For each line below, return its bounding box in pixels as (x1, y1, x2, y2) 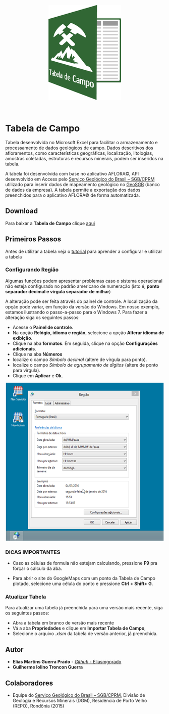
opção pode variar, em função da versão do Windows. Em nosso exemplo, (5, 303, 160, 309)
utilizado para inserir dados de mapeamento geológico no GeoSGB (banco (5, 181, 160, 187)
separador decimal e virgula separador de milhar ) (5, 288, 111, 294)
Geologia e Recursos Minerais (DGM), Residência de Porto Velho (12, 698, 147, 704)
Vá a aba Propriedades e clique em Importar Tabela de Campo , (12, 625, 146, 632)
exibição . (12, 335, 33, 341)
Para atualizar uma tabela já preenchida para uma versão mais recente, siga (5, 605, 163, 611)
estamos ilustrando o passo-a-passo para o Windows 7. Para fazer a (5, 309, 148, 315)
